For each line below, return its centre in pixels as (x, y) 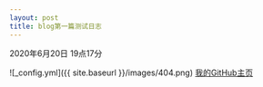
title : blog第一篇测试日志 (56, 26)
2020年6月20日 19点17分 (56, 53)
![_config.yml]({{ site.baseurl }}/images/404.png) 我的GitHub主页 (131, 72)
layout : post (34, 18)
